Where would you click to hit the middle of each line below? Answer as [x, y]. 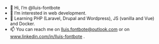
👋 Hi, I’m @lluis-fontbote [35, 8]
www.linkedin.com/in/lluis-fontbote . [47, 36]
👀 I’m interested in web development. [48, 13]
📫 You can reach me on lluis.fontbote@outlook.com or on [70, 29]
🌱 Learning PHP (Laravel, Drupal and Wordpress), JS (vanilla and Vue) [82, 18]
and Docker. [22, 23]
